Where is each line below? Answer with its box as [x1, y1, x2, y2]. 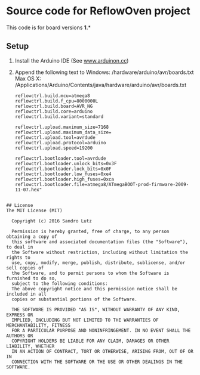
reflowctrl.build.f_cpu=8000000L [14, 98, 99, 104]
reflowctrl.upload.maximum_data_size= [14, 129, 112, 135]
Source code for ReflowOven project [6, 4, 190, 18]
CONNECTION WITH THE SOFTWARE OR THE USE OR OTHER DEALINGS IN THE [11, 359, 183, 365]
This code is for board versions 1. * [6, 24, 91, 31]
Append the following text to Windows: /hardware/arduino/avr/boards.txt [14, 69, 194, 76]
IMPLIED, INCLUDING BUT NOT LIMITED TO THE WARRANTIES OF [11, 317, 159, 323]
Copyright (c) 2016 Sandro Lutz [11, 218, 93, 224]
